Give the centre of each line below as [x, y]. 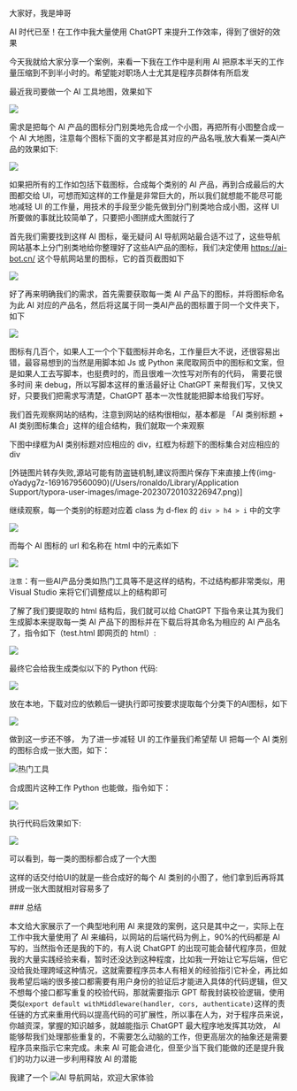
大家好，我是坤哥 [40, 13]
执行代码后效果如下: [46, 823]
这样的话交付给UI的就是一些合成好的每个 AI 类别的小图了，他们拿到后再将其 [147, 877]
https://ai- [269, 247]
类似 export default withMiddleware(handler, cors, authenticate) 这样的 [144, 1003]
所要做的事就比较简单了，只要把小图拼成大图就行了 [102, 218]
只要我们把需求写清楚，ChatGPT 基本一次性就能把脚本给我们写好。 [147, 396]
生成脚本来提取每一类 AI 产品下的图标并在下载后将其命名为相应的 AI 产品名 [145, 622]
